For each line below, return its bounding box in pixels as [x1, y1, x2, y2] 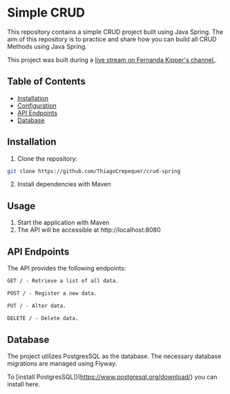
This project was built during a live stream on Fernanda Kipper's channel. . [7, 55, 218, 63]
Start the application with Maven [17, 219, 110, 227]
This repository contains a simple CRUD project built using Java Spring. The [7, 28, 224, 36]
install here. [7, 380, 40, 388]
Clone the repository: [17, 154, 78, 163]
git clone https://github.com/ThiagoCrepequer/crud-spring [7, 168, 181, 175]
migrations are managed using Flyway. [7, 359, 117, 368]
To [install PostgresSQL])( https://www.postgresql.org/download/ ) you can [7, 373, 218, 381]
